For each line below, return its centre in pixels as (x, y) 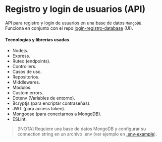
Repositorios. (26, 77)
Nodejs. (20, 51)
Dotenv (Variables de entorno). (44, 98)
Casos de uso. (27, 72)
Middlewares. (26, 82)
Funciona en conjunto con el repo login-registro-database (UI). (69, 28)
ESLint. (20, 119)
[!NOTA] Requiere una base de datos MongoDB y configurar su (81, 129)
